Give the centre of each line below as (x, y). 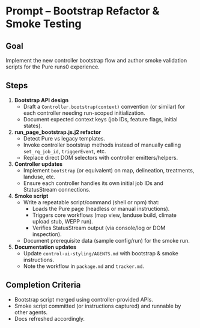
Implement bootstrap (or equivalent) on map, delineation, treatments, (109, 170)
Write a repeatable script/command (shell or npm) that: (91, 202)
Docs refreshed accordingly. (50, 318)
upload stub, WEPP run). (63, 221)
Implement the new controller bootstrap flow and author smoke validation (96, 60)
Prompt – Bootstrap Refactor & (83, 11)
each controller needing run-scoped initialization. (84, 113)
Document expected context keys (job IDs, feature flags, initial (100, 119)
